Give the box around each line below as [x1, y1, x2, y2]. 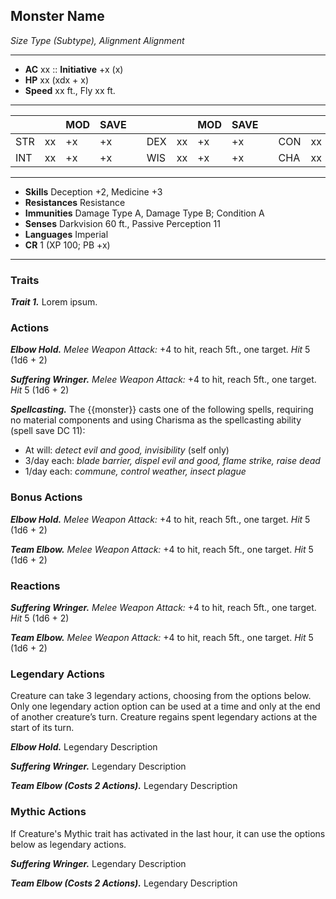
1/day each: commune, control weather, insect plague [24, 465, 247, 478]
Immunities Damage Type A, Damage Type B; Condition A [24, 207, 265, 219]
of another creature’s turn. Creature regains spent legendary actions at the [10, 711, 318, 723]
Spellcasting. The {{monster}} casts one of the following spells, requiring [10, 404, 314, 416]
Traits [10, 273, 40, 287]
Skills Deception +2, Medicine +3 [24, 185, 163, 198]
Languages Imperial [24, 228, 109, 240]
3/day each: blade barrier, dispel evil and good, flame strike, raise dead [24, 455, 321, 467]
